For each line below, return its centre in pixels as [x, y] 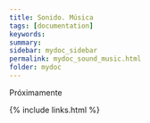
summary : [25, 42]
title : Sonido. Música [51, 17]
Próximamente [36, 92]
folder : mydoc [36, 68]
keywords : [28, 34]
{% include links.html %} [54, 110]
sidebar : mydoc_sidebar [54, 51]
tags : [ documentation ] [51, 26]
